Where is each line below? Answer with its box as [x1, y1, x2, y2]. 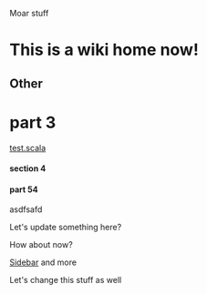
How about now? [9, 239, 73, 250]
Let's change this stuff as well [9, 275, 122, 286]
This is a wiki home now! [9, 40, 199, 60]
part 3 [9, 112, 57, 133]
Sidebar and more [9, 257, 78, 268]
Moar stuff [9, 8, 49, 18]
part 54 [9, 184, 38, 195]
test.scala [9, 142, 47, 153]
